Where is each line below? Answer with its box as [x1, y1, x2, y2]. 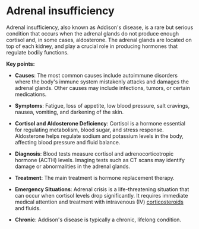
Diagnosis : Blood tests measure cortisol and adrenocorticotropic [14, 150, 174, 157]
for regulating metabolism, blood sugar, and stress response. [14, 126, 165, 133]
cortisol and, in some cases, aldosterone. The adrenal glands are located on [6, 36, 192, 43]
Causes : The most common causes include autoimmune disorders [14, 72, 178, 79]
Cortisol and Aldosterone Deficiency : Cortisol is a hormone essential [14, 120, 186, 127]
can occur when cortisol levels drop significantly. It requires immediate [14, 192, 188, 199]
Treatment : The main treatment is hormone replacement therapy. [14, 174, 175, 181]
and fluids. [14, 204, 41, 211]
